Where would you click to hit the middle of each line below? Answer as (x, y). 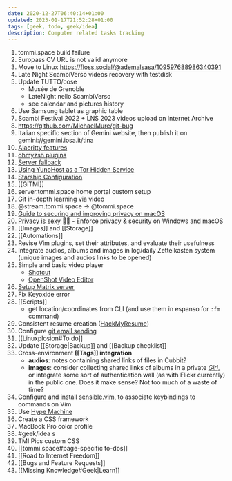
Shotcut (39, 273)
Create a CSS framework (53, 419)
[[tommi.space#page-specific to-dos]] (73, 449)
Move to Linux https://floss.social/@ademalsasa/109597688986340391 (119, 67)
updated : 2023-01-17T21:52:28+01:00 (60, 20)
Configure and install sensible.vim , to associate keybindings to (107, 397)
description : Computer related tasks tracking (76, 33)
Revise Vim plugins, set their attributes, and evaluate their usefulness (116, 243)
